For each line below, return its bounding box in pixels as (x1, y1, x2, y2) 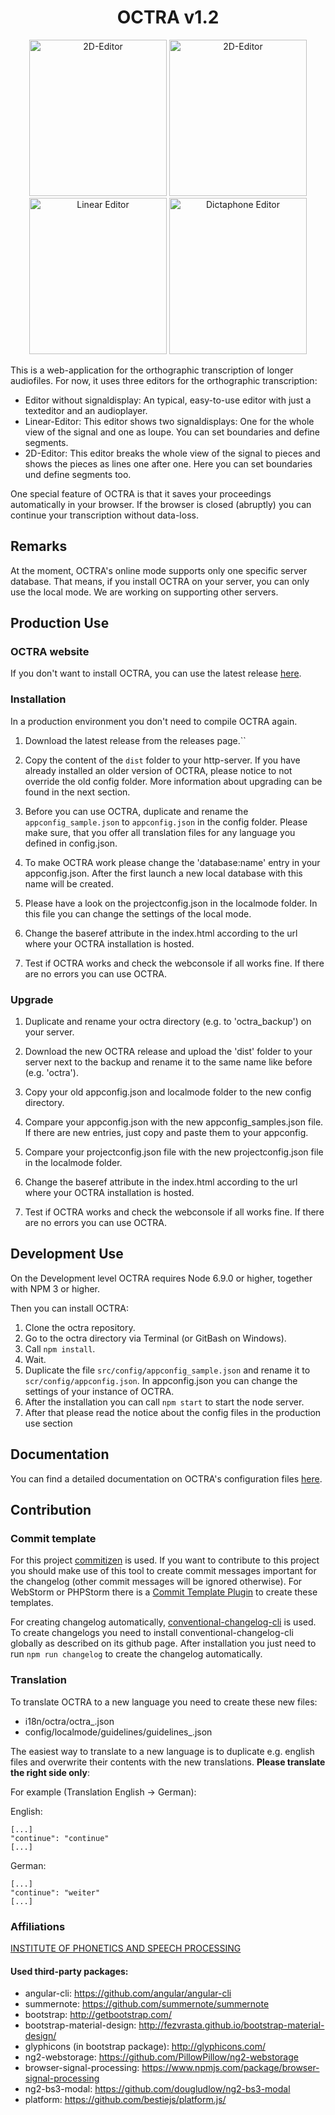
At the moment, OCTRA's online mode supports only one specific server (10, 564, 308, 576)
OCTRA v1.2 (116, 6, 220, 29)
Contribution (10, 1502, 92, 1519)
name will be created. (24, 877, 114, 890)
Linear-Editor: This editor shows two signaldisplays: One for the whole (24, 415, 315, 427)
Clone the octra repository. (24, 1321, 136, 1333)
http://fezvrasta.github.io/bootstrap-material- (138, 2019, 325, 2031)
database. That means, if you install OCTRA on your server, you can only (10, 575, 310, 587)
